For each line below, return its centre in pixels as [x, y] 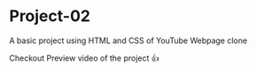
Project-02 [50, 16]
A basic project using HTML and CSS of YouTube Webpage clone [128, 40]
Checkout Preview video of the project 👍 [84, 58]
